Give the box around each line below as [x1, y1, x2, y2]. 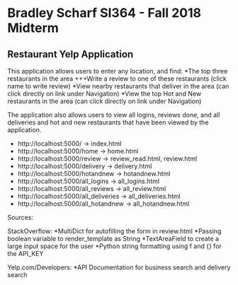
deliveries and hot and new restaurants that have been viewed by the [7, 118, 209, 127]
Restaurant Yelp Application [7, 48, 134, 60]
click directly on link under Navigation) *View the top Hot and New [7, 90, 202, 98]
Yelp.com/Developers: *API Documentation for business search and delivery [7, 263, 231, 272]
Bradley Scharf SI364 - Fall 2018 [7, 5, 202, 21]
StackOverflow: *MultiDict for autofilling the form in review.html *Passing [7, 227, 222, 235]
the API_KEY [7, 250, 44, 257]
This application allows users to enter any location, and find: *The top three [7, 67, 228, 75]
